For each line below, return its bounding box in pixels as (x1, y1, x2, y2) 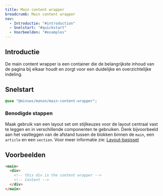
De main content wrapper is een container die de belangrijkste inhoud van (5, 61, 154, 66)
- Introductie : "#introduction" (9, 21, 76, 26)
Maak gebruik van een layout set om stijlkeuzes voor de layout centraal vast (5, 121, 158, 127)
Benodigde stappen (5, 110, 53, 117)
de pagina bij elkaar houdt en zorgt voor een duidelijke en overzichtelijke (5, 66, 152, 72)
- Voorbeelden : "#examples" (9, 30, 67, 35)
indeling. (5, 71, 23, 77)
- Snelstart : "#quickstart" (9, 25, 67, 30)
